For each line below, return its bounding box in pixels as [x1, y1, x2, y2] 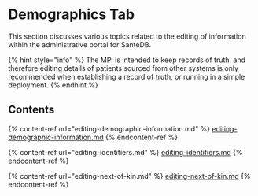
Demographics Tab [8, 6, 135, 24]
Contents [8, 103, 55, 116]
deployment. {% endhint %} [8, 80, 98, 90]
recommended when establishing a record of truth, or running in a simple [8, 72, 245, 81]
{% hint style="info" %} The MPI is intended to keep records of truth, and [8, 55, 246, 65]
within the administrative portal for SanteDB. [8, 39, 152, 49]
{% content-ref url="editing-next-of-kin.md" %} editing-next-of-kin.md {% [8, 171, 251, 180]
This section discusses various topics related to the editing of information [8, 31, 246, 41]
